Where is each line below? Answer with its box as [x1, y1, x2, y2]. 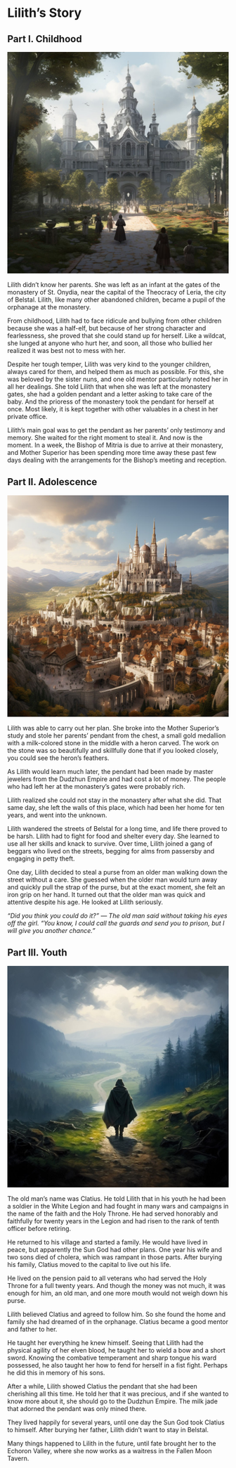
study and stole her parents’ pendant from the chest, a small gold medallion [7, 731, 226, 740]
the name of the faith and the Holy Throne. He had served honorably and [7, 1209, 218, 1218]
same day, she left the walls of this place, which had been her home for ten [7, 803, 225, 811]
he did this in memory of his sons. [7, 1368, 105, 1377]
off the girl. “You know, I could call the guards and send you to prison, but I [7, 919, 225, 927]
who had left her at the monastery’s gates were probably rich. [7, 782, 185, 790]
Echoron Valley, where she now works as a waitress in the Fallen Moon [7, 1446, 212, 1455]
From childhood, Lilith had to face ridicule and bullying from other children [7, 316, 222, 325]
